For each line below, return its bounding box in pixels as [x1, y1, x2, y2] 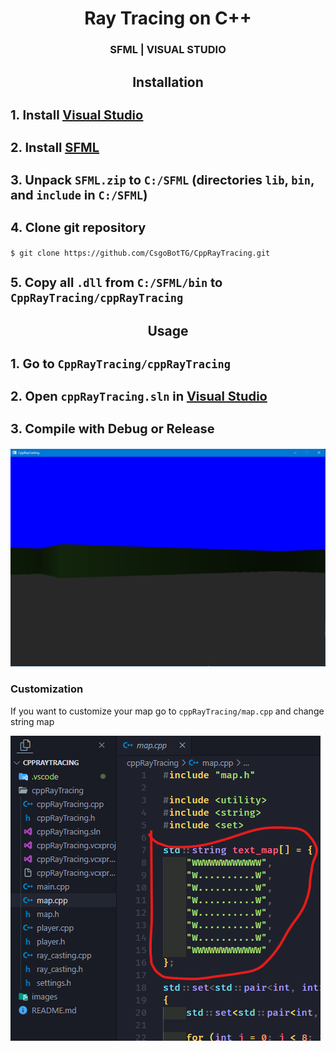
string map [10, 715, 55, 727]
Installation [132, 73, 204, 91]
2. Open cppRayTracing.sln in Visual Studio [10, 388, 268, 404]
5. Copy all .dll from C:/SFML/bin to [10, 274, 223, 291]
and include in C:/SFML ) [10, 187, 148, 203]
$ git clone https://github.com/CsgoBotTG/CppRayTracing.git [10, 248, 271, 258]
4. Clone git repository [10, 219, 147, 236]
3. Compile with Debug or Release [10, 420, 215, 437]
